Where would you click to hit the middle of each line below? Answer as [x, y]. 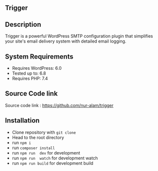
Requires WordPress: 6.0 [37, 68]
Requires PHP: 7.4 [30, 78]
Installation [22, 121]
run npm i [22, 142]
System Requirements [39, 56]
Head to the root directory [38, 137]
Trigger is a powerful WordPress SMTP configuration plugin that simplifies [79, 36]
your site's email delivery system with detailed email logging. [66, 41]
